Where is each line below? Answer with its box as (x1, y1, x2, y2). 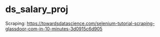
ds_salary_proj (5, 4, 68, 15)
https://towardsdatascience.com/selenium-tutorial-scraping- (26, 20, 155, 26)
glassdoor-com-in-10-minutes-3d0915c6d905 (5, 25, 103, 31)
